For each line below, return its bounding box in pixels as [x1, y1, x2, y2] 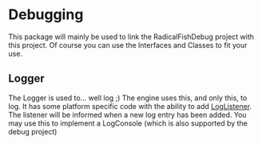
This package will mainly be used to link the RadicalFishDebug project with [8, 32, 254, 41]
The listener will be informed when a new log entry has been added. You [8, 110, 247, 119]
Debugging [8, 6, 84, 24]
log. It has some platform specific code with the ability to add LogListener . [8, 101, 252, 111]
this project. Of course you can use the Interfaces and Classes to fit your [8, 40, 248, 49]
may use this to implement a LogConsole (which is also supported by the [8, 118, 248, 128]
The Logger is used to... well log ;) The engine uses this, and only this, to [8, 93, 248, 103]
